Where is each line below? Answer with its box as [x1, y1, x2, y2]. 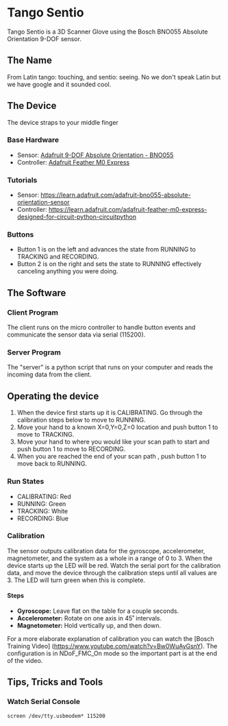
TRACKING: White [16, 507, 68, 515]
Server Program [7, 348, 62, 357]
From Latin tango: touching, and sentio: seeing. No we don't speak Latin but [7, 73, 221, 81]
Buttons [7, 230, 34, 239]
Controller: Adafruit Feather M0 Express [16, 158, 130, 166]
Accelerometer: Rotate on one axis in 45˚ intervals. [16, 614, 162, 622]
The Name [7, 55, 53, 66]
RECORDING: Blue [16, 514, 68, 522]
